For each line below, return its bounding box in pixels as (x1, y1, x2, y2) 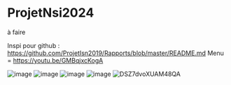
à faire (7, 28, 26, 36)
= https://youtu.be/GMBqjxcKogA (7, 56, 104, 64)
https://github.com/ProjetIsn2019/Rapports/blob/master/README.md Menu (7, 49, 224, 57)
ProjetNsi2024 (7, 5, 94, 21)
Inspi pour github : (7, 41, 60, 49)
